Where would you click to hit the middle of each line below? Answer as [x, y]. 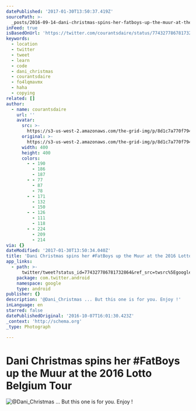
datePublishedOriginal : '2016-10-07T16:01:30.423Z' [70, 316]
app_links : [19, 262]
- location [24, 44]
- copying [23, 93]
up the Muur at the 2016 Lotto [79, 373]
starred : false [24, 310]
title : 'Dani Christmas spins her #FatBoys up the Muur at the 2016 [91, 256]
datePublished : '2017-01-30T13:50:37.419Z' [60, 11]
